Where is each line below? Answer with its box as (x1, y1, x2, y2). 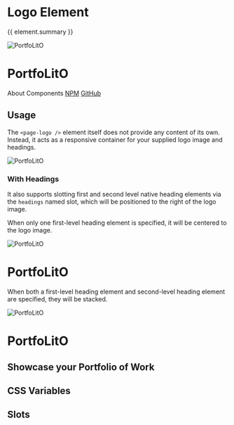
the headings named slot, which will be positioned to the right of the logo (7, 197, 216, 206)
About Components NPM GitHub (7, 89, 102, 97)
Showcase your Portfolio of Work (7, 361, 155, 373)
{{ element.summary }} (7, 27, 74, 36)
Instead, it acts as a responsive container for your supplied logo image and (7, 135, 223, 144)
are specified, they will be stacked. (7, 294, 108, 303)
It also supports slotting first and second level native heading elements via (7, 190, 222, 198)
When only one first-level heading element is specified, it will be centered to (7, 218, 227, 227)
